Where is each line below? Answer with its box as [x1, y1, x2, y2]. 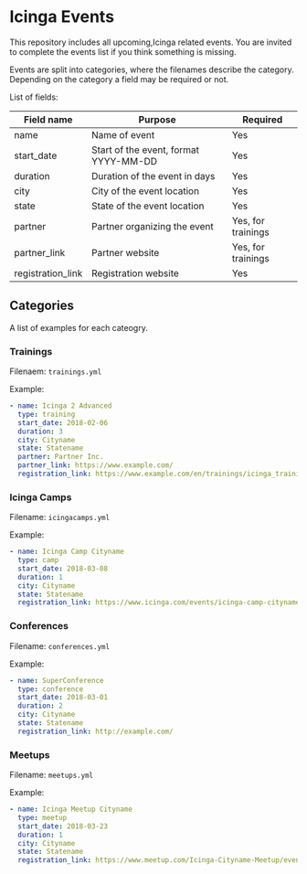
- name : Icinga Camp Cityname [9, 547, 125, 557]
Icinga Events [9, 6, 115, 27]
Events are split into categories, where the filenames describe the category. [9, 64, 294, 75]
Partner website [90, 246, 160, 259]
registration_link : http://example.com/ [17, 727, 174, 736]
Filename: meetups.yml [9, 770, 94, 781]
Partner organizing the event [90, 219, 215, 232]
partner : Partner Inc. [17, 453, 104, 462]
